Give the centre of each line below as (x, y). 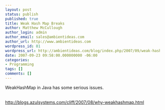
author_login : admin (26, 32)
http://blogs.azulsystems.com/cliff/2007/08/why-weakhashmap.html (75, 102)
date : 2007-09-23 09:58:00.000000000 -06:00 (51, 55)
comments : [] (18, 74)
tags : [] (14, 69)
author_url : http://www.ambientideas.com (48, 42)
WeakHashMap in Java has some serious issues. (55, 87)
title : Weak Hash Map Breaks (35, 23)
